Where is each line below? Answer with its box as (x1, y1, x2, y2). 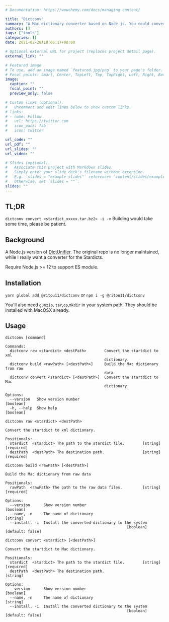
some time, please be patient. (5, 221, 67, 227)
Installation (5, 279, 41, 287)
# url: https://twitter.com (5, 119, 69, 124)
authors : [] (5, 26, 30, 31)
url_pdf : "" (5, 142, 30, 147)
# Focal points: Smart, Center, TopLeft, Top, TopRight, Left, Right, (5, 72, 156, 77)
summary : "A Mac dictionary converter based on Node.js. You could (5, 21, 150, 26)
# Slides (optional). (5, 160, 51, 165)
